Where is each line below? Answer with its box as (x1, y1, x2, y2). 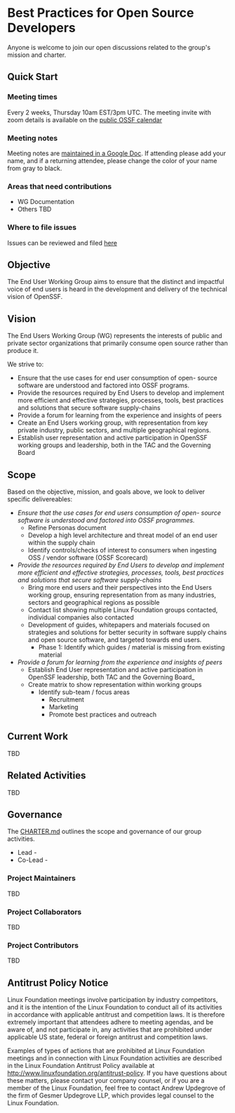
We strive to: (7, 360, 44, 368)
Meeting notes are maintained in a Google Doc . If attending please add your (7, 149, 227, 157)
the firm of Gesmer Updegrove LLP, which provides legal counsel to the (7, 1091, 215, 1100)
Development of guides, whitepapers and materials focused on (27, 620, 210, 629)
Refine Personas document (27, 523, 107, 532)
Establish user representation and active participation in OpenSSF (17, 434, 208, 442)
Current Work (7, 731, 69, 742)
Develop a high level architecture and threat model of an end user (27, 531, 218, 539)
